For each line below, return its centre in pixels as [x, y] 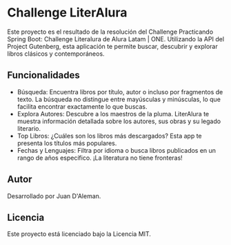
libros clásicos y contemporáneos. [56, 54]
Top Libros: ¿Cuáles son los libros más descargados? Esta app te [109, 136]
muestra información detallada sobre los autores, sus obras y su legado [119, 121]
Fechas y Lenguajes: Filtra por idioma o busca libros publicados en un [116, 150]
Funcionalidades [44, 75]
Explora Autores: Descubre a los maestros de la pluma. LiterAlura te [113, 114]
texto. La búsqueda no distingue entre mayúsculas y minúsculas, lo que [119, 99]
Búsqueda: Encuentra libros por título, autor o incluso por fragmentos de [120, 92]
